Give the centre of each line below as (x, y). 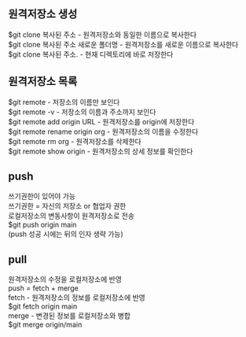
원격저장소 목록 (43, 81)
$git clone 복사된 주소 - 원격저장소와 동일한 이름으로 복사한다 (103, 35)
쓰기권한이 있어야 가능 (42, 196)
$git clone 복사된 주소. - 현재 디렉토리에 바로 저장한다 (91, 54)
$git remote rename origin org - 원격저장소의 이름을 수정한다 (103, 131)
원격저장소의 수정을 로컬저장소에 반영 (65, 280)
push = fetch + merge (43, 288)
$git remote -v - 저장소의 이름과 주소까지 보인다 (82, 112)
